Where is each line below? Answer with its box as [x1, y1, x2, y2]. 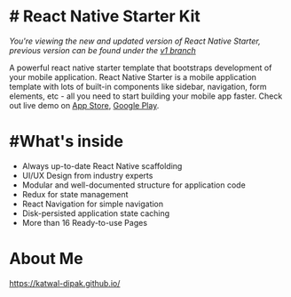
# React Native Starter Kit [9, 6, 201, 27]
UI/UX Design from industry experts [21, 170, 153, 181]
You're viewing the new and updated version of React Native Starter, [9, 36, 261, 46]
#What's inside [9, 132, 124, 152]
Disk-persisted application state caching [21, 207, 170, 219]
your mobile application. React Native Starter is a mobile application [9, 71, 257, 82]
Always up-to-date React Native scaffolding [21, 160, 183, 171]
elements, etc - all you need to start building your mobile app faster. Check [9, 91, 283, 101]
